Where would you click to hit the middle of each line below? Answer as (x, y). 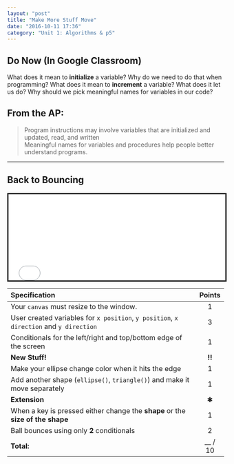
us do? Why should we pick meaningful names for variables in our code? (110, 92)
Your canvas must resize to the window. (74, 306)
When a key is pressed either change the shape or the (98, 410)
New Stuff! (29, 357)
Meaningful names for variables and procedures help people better (119, 145)
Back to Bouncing (46, 180)
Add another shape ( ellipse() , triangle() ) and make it (100, 379)
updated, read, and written (62, 137)
